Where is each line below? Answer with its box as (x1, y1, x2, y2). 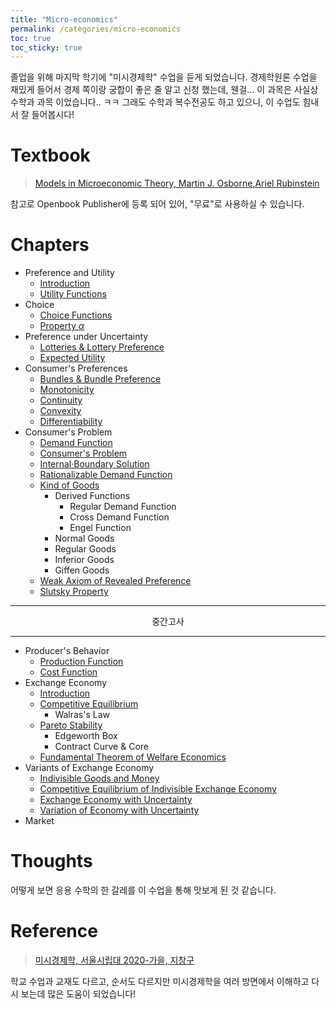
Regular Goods (54, 543, 117, 555)
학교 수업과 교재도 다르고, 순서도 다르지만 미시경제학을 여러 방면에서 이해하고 (10, 976, 310, 987)
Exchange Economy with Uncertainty (39, 794, 193, 806)
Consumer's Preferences (24, 362, 128, 375)
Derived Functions (54, 490, 131, 502)
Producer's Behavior (24, 645, 110, 657)
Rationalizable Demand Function (39, 469, 173, 481)
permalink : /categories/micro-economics (10, 24, 182, 34)
